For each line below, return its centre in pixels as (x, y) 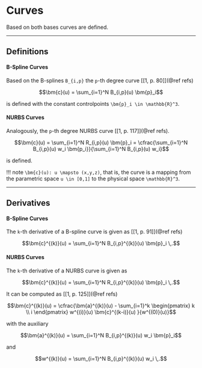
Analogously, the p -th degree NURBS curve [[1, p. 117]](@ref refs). (88, 130)
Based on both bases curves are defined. (57, 27)
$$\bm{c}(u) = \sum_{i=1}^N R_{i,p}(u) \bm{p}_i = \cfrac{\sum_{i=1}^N (101, 143)
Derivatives (28, 203)
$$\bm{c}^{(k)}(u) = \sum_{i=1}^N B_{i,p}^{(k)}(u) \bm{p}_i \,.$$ (101, 244)
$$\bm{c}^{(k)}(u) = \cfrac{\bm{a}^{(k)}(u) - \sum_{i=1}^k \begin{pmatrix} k (101, 305)
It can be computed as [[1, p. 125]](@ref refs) (62, 294)
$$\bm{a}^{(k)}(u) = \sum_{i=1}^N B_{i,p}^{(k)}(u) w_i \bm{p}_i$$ (101, 335)
